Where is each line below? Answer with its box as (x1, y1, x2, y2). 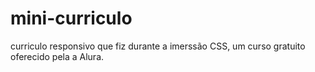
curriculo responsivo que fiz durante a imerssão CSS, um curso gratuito (10, 40, 306, 52)
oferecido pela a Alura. (10, 50, 105, 62)
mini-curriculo (10, 7, 133, 30)
